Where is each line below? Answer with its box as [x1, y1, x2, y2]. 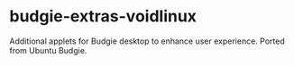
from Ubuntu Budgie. [9, 45, 87, 55]
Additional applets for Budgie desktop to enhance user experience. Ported [9, 36, 286, 46]
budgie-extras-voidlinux [9, 6, 197, 27]
